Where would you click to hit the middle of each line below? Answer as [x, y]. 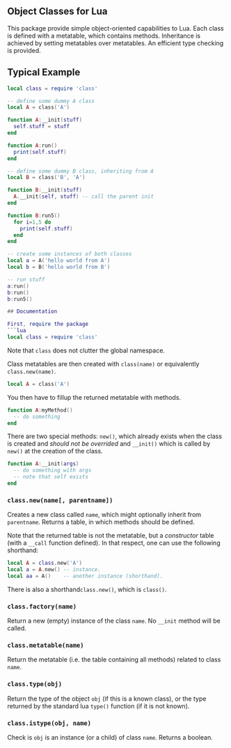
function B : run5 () [34, 215]
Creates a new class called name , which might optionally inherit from [104, 515]
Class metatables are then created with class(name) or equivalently [103, 364]
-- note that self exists [51, 477]
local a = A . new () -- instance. [54, 570]
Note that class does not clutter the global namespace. [86, 350]
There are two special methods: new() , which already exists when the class [115, 436]
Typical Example [44, 72]
